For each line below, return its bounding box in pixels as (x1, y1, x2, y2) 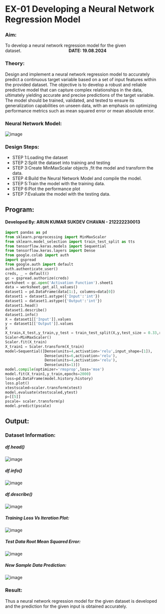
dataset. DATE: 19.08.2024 (5, 48, 107, 54)
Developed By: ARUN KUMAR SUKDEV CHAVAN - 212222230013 (5, 219, 140, 225)
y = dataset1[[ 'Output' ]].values (5, 321, 74, 326)
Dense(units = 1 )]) (44, 363, 80, 367)
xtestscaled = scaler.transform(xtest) (5, 385, 82, 390)
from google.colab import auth (5, 253, 69, 258)
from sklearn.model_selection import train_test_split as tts (5, 239, 135, 244)
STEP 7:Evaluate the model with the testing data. (12, 191, 110, 197)
